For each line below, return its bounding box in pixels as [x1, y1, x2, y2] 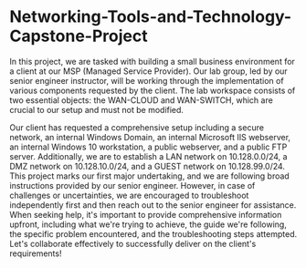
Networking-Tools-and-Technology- [9, 6, 292, 27]
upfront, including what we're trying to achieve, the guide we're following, [9, 219, 288, 230]
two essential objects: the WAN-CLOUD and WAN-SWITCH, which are [9, 94, 274, 106]
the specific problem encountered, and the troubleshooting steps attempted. [9, 228, 298, 239]
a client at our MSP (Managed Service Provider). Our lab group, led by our [9, 66, 288, 77]
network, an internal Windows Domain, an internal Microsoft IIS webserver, [9, 131, 290, 142]
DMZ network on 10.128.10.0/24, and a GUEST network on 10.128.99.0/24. [9, 160, 286, 171]
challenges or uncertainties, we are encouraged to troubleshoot [9, 190, 249, 201]
